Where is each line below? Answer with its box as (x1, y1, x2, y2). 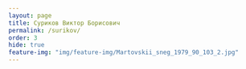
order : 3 (8, 33, 38, 42)
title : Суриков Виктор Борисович (8, 19, 121, 27)
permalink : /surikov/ (8, 26, 81, 34)
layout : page (8, 11, 52, 20)
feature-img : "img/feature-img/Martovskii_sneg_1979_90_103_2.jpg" (8, 48, 240, 56)
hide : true (8, 41, 45, 49)
